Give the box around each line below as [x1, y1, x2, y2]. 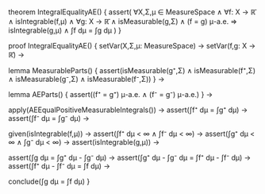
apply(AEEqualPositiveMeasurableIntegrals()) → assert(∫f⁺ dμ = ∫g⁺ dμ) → [8, 105, 248, 114]
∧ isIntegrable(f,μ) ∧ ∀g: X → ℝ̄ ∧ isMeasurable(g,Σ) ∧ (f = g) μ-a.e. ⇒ [8, 17, 238, 26]
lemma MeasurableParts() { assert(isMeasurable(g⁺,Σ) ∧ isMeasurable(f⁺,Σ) [8, 66, 256, 75]
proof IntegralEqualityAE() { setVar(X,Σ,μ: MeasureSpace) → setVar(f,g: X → [8, 41, 256, 50]
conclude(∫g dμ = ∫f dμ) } [8, 177, 90, 186]
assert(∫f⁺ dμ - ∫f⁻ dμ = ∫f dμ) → [8, 161, 111, 170]
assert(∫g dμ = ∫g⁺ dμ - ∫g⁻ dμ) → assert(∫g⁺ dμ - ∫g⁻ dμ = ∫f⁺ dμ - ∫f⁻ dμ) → [8, 153, 252, 162]
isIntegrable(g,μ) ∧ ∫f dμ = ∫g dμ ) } [8, 25, 121, 35]
